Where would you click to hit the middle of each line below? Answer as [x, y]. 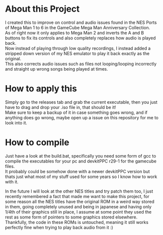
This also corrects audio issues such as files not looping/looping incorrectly [81, 64]
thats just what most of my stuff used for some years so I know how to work [81, 177]
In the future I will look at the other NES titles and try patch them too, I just [79, 191]
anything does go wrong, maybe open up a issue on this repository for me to [82, 117]
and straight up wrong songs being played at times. [56, 69]
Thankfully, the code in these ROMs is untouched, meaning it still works [77, 222]
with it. [12, 181]
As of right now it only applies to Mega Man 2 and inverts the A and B [75, 33]
